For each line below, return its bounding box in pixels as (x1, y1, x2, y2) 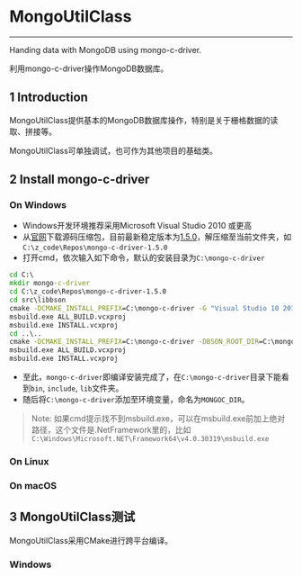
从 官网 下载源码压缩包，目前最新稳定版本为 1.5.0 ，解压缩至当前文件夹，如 (22, 231, 292, 242)
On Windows (9, 199, 67, 212)
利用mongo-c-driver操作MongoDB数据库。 (9, 63, 169, 74)
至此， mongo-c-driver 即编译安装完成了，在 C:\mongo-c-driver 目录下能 (22, 372, 281, 383)
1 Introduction (9, 90, 88, 105)
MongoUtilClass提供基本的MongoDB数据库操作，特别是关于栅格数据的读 (9, 114, 279, 125)
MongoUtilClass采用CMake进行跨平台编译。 (9, 535, 173, 545)
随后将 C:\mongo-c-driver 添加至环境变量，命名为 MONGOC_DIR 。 (22, 394, 250, 405)
